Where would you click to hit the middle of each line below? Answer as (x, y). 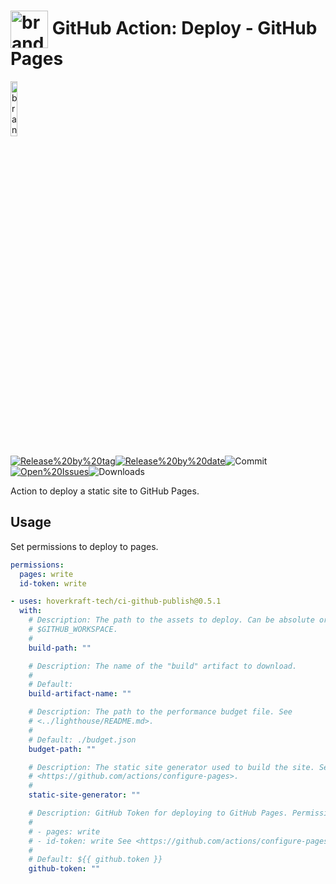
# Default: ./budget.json (82, 740)
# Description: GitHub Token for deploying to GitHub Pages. (158, 813)
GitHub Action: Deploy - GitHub (184, 27)
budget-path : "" (62, 749)
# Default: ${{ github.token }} (95, 860)
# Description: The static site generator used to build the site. (171, 767)
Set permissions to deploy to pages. (84, 546)
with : (31, 611)
